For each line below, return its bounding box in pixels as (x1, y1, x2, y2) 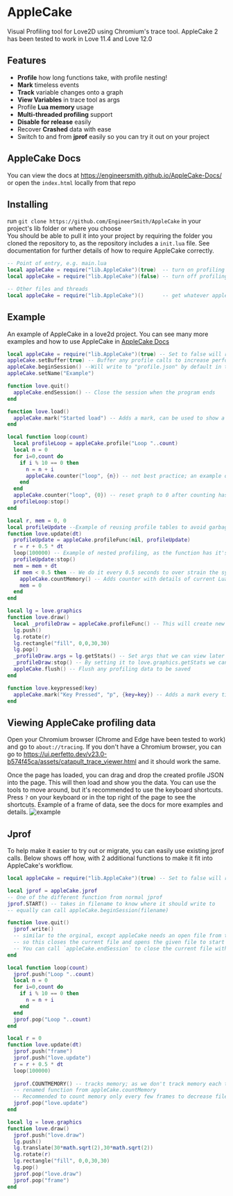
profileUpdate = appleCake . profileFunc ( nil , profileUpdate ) (13, 536, 191, 543)
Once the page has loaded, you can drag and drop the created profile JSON (7, 771, 224, 779)
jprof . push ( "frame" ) (13, 1048, 73, 1055)
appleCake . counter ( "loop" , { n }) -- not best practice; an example (25, 472, 222, 479)
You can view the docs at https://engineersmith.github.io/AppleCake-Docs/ (7, 171, 222, 180)
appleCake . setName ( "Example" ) (7, 370, 95, 377)
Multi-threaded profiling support (17, 110, 113, 118)
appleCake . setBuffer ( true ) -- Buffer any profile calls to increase (7, 357, 209, 364)
